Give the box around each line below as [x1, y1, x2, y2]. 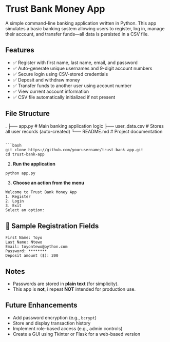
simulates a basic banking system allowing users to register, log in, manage [5, 25, 165, 31]
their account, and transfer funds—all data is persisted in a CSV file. [5, 31, 149, 37]
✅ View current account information [12, 88, 89, 94]
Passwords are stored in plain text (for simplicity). [12, 280, 119, 287]
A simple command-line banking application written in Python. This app [5, 20, 157, 26]
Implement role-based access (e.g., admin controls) [12, 325, 123, 331]
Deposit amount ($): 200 [5, 253, 59, 258]
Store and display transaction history [12, 320, 91, 326]
